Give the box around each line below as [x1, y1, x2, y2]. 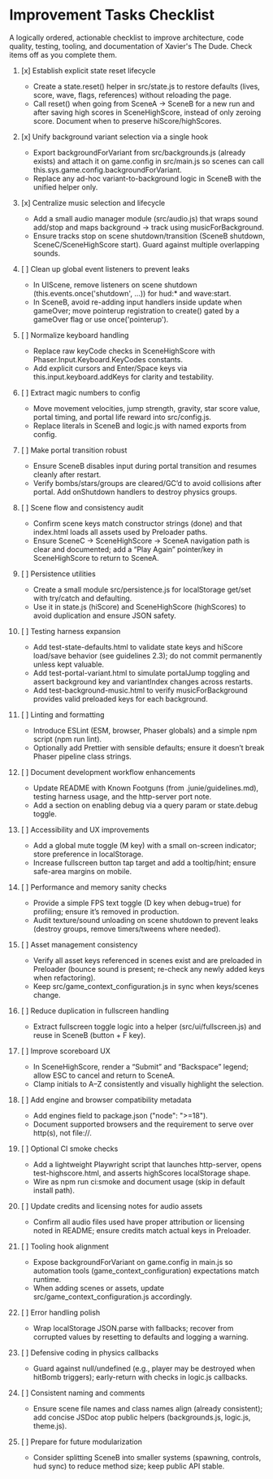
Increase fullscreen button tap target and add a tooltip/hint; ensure [32, 857, 257, 868]
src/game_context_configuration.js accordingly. [32, 1292, 193, 1302]
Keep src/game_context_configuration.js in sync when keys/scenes [32, 981, 259, 991]
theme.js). [32, 1420, 67, 1430]
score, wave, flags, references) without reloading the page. [32, 90, 232, 99]
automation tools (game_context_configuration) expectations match [32, 1266, 259, 1276]
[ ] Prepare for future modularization [20, 1437, 143, 1446]
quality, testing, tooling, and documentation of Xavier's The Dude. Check [9, 41, 253, 50]
